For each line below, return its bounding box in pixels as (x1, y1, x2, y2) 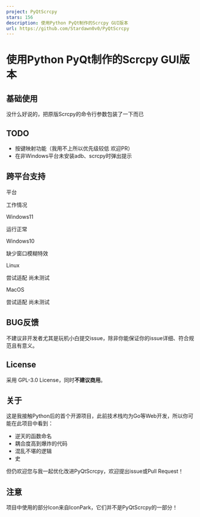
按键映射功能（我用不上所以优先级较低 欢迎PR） (14, 145, 133, 152)
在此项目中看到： (11, 420, 54, 427)
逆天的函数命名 (14, 433, 52, 440)
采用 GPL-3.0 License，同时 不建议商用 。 (6, 376, 106, 383)
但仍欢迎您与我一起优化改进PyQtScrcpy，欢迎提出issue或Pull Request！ (6, 467, 184, 475)
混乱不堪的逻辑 (14, 448, 52, 455)
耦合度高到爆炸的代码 (14, 440, 67, 447)
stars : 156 (6, 14, 33, 20)
